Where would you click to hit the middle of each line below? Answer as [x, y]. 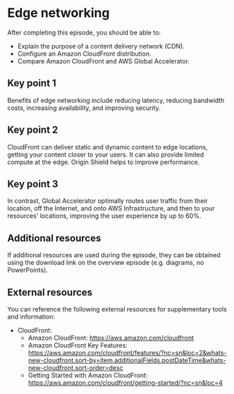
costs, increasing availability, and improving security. [84, 108]
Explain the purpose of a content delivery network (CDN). [101, 46]
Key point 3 [33, 184]
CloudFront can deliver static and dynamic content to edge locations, [107, 147]
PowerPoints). [27, 270]
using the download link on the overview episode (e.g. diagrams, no [106, 263]
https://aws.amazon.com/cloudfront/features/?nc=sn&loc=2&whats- [127, 353]
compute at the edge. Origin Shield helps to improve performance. [104, 162]
